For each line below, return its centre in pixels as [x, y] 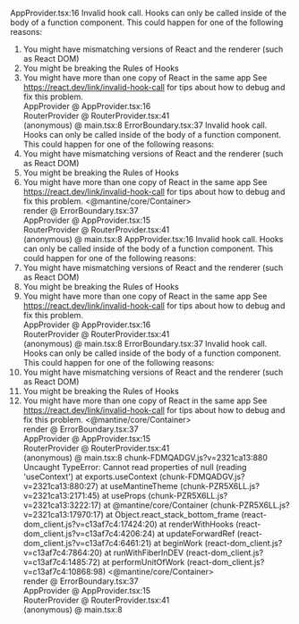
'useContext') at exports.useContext [90, 476]
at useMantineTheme [139, 486]
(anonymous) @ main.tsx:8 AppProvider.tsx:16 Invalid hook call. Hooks [153, 239]
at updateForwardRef [196, 534]
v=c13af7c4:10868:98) [64, 572]
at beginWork [178, 543]
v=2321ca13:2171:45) [61, 496]
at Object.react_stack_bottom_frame [172, 514]
